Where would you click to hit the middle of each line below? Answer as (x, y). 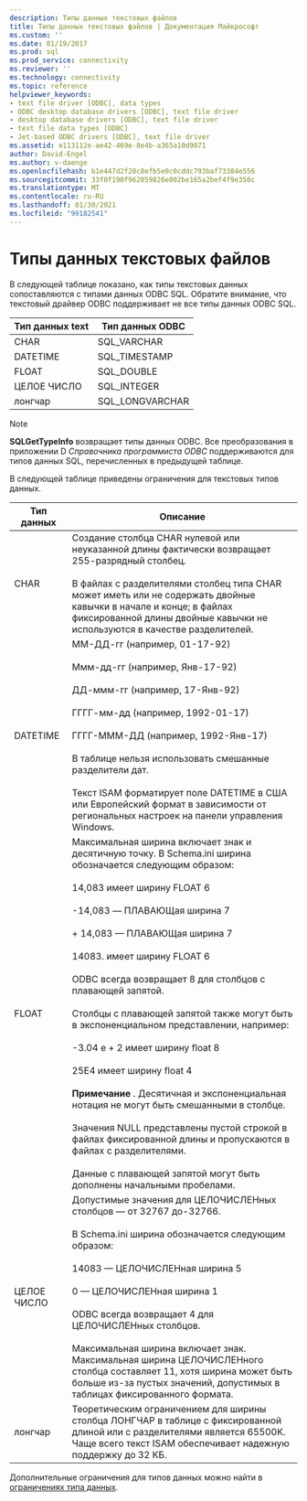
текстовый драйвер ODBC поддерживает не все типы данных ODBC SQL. (153, 304)
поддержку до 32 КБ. (119, 1454)
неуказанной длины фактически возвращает (171, 549)
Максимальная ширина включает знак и (162, 842)
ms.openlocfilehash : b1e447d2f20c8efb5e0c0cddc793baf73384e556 (132, 171)
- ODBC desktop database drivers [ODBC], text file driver (124, 112)
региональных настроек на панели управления (177, 815)
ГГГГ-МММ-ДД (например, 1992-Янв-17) (169, 735)
